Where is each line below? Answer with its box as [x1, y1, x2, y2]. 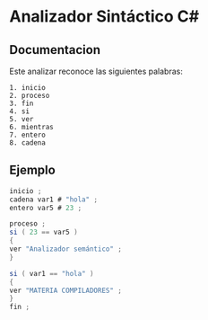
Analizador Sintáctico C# [9, 6, 200, 27]
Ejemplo [9, 163, 56, 178]
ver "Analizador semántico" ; [9, 244, 123, 253]
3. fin [9, 99, 34, 108]
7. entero [9, 130, 47, 139]
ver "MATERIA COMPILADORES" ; [9, 286, 123, 295]
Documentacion [9, 42, 101, 58]
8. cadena [9, 138, 47, 147]
